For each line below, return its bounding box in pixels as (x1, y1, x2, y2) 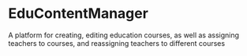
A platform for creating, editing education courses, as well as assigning (8, 30, 239, 40)
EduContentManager (8, 5, 148, 23)
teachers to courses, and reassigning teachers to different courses (8, 38, 226, 47)
